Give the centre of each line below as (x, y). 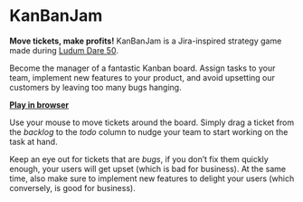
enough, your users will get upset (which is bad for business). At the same (148, 168)
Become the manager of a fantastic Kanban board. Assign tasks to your (142, 68)
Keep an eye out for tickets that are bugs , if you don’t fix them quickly (139, 159)
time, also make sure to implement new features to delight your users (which (152, 178)
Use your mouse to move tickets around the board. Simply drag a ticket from (152, 122)
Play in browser (39, 104)
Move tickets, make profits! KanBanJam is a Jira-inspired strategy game (146, 41)
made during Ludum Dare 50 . (64, 50)
